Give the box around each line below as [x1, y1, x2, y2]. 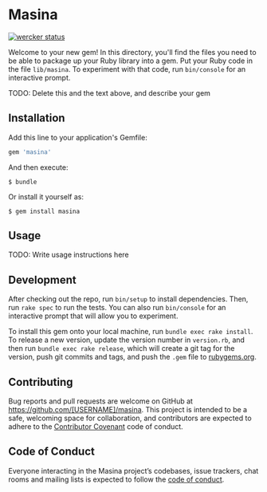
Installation [8, 112, 65, 125]
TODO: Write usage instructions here [8, 250, 129, 260]
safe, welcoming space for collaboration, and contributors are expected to [8, 413, 253, 423]
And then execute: [8, 162, 69, 172]
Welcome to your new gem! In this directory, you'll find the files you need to [8, 47, 257, 57]
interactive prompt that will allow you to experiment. [8, 311, 179, 321]
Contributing [8, 375, 73, 388]
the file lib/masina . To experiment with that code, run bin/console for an [8, 64, 246, 73]
